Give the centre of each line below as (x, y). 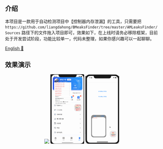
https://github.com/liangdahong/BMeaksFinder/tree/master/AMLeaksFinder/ (81, 27)
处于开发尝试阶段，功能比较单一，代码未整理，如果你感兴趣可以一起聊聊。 (80, 38)
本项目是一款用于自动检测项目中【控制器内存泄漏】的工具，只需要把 (73, 21)
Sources (13, 33)
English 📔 (14, 48)
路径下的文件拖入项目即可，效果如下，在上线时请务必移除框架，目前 (90, 33)
